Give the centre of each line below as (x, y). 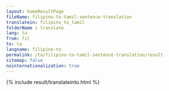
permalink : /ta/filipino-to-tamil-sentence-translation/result (85, 55)
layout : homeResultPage (35, 11)
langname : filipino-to (34, 50)
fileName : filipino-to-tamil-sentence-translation (69, 17)
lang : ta (17, 33)
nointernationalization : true (43, 66)
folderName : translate (35, 28)
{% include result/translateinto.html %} (53, 82)
